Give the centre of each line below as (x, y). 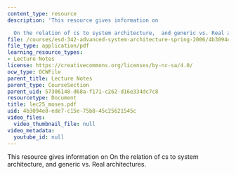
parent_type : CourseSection (48, 85)
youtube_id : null (39, 137)
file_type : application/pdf (48, 46)
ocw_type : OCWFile (34, 72)
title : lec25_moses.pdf (42, 105)
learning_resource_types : (45, 52)
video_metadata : (31, 130)
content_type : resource (42, 14)
